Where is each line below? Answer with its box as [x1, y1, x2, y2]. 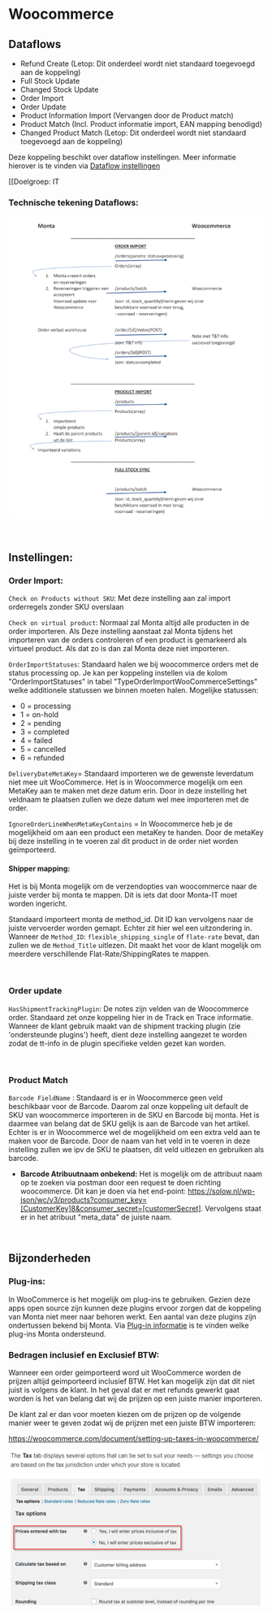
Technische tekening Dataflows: [8, 197, 140, 208]
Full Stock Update [19, 76, 80, 85]
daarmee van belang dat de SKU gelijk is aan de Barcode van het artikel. [8, 1119, 250, 1128]
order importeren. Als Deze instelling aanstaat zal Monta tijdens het [8, 627, 233, 637]
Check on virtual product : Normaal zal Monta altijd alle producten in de [8, 618, 250, 628]
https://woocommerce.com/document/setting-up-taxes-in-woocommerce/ [8, 1433, 260, 1443]
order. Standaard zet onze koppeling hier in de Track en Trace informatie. [8, 1012, 254, 1022]
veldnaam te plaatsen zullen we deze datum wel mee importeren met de [8, 794, 249, 805]
